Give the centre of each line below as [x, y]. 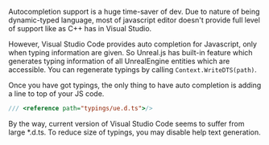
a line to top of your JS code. [56, 94]
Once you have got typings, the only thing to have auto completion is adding [135, 85]
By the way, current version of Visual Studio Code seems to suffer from [126, 123]
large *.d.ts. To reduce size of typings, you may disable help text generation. [135, 132]
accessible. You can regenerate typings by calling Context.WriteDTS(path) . [133, 70]
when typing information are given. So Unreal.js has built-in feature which [130, 52]
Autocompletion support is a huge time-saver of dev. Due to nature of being [134, 12]
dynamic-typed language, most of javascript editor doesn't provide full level [134, 20]
